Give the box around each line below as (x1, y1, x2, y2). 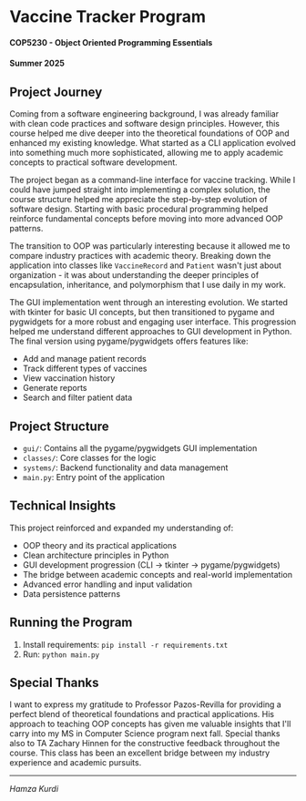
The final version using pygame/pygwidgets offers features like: (9, 335, 249, 347)
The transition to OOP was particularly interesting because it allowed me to (9, 241, 291, 252)
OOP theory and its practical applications (22, 539, 178, 550)
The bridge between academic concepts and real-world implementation (22, 569, 293, 580)
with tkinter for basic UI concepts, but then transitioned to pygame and (9, 307, 275, 318)
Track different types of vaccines (22, 363, 148, 375)
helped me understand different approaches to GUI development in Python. (9, 326, 292, 337)
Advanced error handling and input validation (22, 579, 193, 590)
